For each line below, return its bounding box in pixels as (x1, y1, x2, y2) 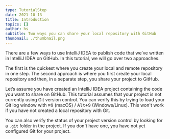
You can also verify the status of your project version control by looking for (5, 117, 163, 123)
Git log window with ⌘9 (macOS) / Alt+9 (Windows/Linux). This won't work (5, 102, 164, 108)
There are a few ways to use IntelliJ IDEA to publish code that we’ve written (5, 49, 164, 56)
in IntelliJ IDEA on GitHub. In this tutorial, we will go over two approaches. (5, 55, 160, 61)
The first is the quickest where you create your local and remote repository (5, 65, 163, 71)
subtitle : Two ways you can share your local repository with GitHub (5, 31, 157, 36)
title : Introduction (5, 17, 50, 22)
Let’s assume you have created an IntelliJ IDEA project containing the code (5, 86, 162, 92)
